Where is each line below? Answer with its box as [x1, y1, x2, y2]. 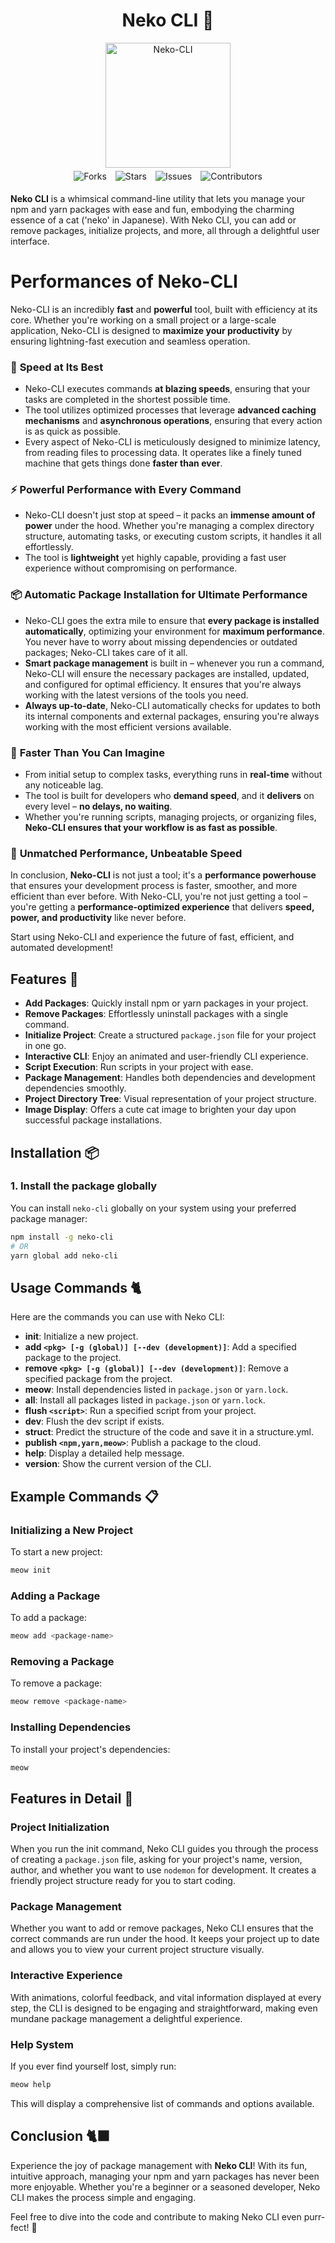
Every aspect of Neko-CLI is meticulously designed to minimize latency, [24, 436, 321, 448]
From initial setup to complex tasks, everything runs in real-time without [24, 769, 323, 781]
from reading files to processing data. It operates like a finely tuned [24, 447, 302, 459]
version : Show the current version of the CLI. [24, 1458, 212, 1470]
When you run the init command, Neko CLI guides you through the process [10, 1843, 319, 1855]
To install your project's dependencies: [10, 1743, 171, 1755]
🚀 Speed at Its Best [10, 360, 104, 374]
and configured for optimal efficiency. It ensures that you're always [24, 678, 302, 690]
